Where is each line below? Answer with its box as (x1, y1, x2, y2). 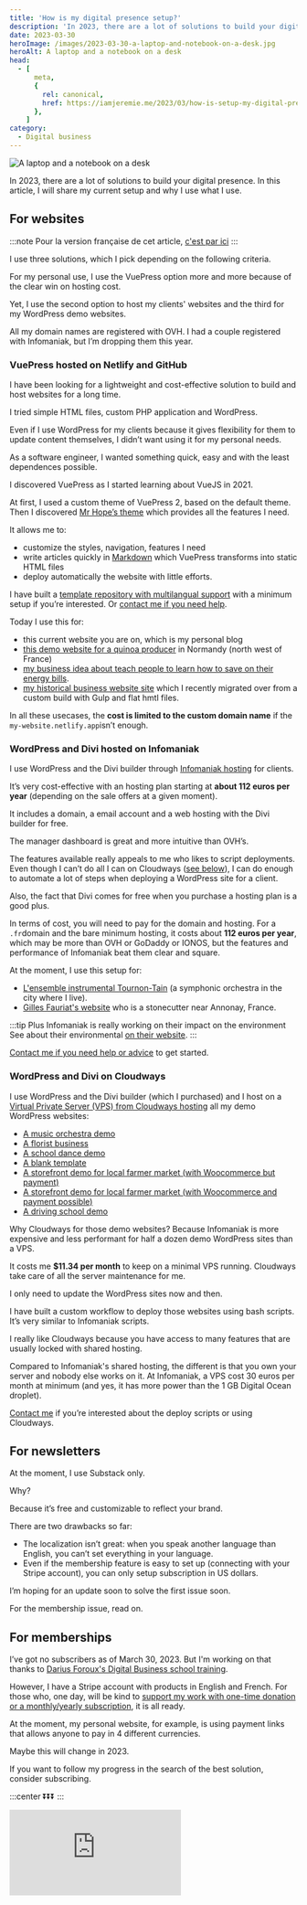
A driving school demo (22, 1206, 108, 1217)
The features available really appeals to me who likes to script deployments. (9, 854, 295, 865)
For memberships (9, 1629, 112, 1645)
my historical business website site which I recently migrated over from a (22, 682, 298, 693)
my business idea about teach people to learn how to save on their (22, 663, 274, 674)
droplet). (9, 1389, 42, 1400)
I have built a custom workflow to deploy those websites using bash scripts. (9, 1305, 295, 1316)
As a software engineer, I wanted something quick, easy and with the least (9, 452, 290, 463)
